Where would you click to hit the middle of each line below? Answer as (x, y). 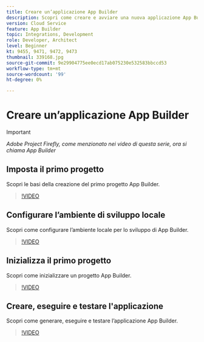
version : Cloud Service (36, 23)
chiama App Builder (31, 150)
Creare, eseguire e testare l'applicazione (85, 306)
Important (19, 132)
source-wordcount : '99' (36, 74)
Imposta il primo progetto (55, 169)
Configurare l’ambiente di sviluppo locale (86, 215)
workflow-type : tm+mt (34, 68)
